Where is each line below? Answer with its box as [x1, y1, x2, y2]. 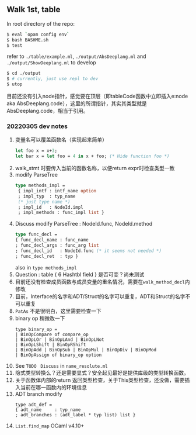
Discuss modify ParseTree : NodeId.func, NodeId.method [15, 220, 153, 227]
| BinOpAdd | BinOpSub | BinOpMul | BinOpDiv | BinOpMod [15, 347, 157, 353]
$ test [6, 42, 23, 49]
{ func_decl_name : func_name [15, 237, 89, 243]
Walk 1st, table [6, 5, 61, 15]
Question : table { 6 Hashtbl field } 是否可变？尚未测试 [15, 271, 145, 278]
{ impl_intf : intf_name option [17, 188, 97, 194]
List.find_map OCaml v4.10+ [15, 422, 85, 429]
